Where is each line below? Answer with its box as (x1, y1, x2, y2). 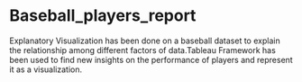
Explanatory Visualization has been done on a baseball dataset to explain (9, 35, 281, 46)
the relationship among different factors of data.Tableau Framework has (9, 44, 277, 55)
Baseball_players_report (9, 5, 197, 26)
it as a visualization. (9, 64, 83, 75)
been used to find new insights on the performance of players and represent (9, 54, 293, 65)
